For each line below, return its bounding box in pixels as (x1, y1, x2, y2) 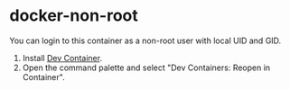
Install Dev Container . (22, 52, 102, 63)
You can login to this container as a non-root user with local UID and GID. (9, 35, 282, 46)
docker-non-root (9, 5, 138, 26)
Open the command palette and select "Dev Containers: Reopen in (22, 62, 271, 73)
